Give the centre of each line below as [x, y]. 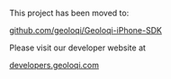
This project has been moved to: [69, 13]
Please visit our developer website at [78, 48]
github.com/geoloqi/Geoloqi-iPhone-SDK [85, 30]
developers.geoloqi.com [54, 65]
